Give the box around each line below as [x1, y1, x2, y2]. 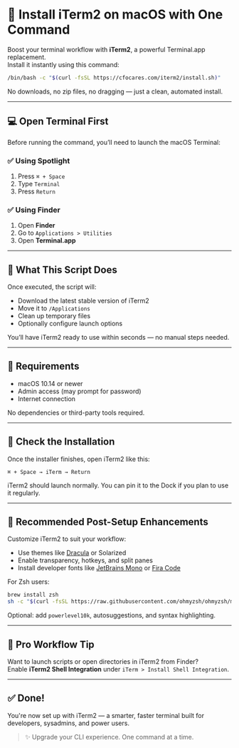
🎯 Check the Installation [7, 435, 115, 448]
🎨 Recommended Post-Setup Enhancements [7, 516, 208, 528]
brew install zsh [7, 592, 59, 599]
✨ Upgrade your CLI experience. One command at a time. [24, 732, 194, 741]
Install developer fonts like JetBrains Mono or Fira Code [17, 564, 181, 572]
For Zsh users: [7, 577, 50, 586]
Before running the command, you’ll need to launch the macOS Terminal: [7, 138, 221, 146]
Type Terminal [17, 179, 60, 188]
